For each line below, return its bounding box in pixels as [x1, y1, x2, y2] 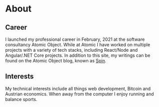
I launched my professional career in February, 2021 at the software [5, 36, 145, 42]
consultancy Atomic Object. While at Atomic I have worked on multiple [5, 42, 150, 48]
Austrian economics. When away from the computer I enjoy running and [5, 91, 154, 97]
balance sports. [5, 96, 38, 102]
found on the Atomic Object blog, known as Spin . [5, 58, 107, 63]
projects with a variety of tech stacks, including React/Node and [5, 47, 138, 53]
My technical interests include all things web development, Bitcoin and [5, 85, 151, 91]
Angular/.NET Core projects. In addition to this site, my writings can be [5, 52, 150, 58]
